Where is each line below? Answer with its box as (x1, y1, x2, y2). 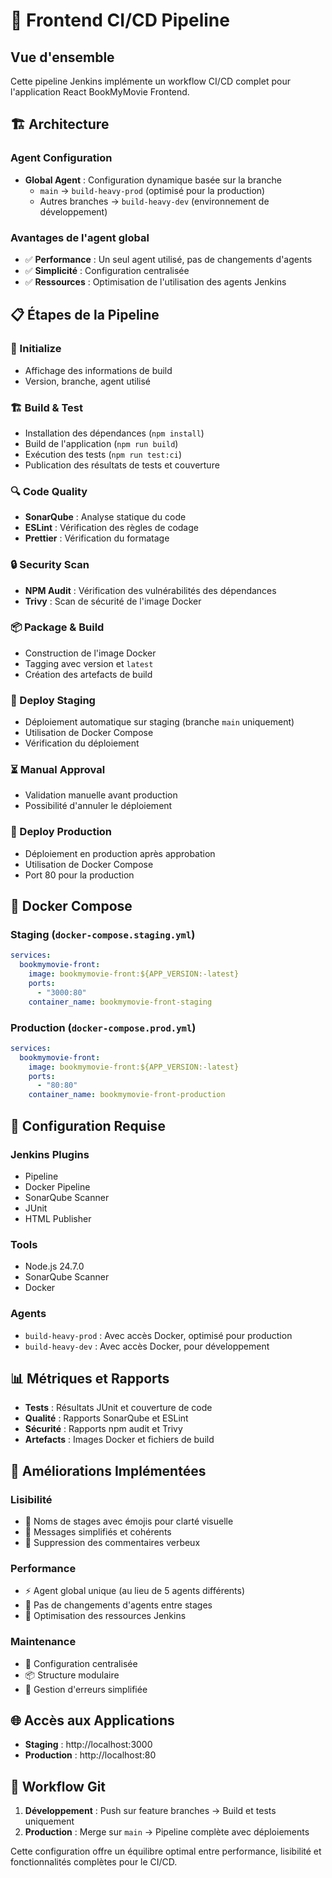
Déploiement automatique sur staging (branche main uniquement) (24, 716, 295, 728)
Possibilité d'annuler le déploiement (24, 800, 173, 812)
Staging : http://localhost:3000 (24, 1739, 153, 1751)
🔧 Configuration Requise (10, 1117, 166, 1134)
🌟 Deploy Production (10, 825, 113, 839)
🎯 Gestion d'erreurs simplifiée (24, 1683, 148, 1695)
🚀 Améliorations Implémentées (10, 1462, 207, 1479)
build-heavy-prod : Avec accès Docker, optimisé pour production (24, 1329, 293, 1341)
